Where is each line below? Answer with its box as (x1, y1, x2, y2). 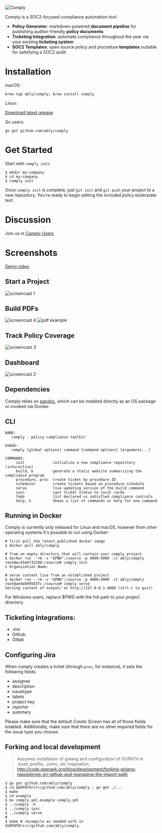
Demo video (5, 263, 30, 269)
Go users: (5, 119, 25, 125)
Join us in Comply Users (5, 230, 54, 236)
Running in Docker (5, 511, 62, 520)
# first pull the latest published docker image (5, 539, 105, 544)
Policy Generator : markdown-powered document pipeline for (12, 23, 137, 29)
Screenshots (5, 248, 58, 258)
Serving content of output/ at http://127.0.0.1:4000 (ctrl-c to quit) (5, 586, 153, 591)
